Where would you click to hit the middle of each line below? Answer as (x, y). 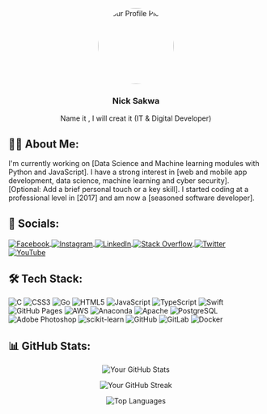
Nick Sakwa (136, 100)
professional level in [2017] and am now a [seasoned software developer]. (131, 198)
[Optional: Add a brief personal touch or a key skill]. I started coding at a (129, 190)
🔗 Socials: (34, 223)
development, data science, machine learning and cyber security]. (119, 181)
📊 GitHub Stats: (50, 346)
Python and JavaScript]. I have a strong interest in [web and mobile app (128, 172)
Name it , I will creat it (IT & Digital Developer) (136, 118)
